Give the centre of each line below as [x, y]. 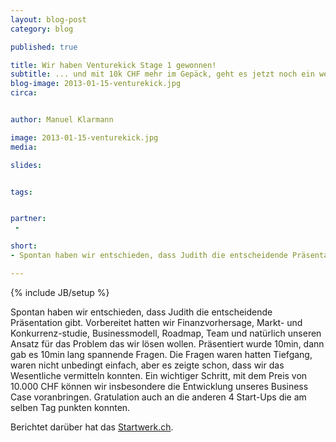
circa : [24, 93]
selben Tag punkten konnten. [70, 407]
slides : [26, 165]
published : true [44, 47]
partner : [28, 219]
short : [24, 246]
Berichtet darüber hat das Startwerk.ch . [92, 427]
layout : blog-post [48, 19]
